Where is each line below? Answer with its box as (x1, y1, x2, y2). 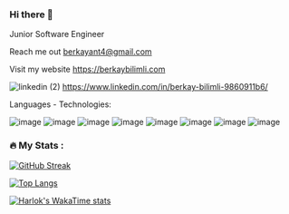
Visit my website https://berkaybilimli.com (9, 63, 166, 75)
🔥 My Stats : (9, 140, 64, 152)
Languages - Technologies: (9, 99, 111, 110)
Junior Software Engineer (9, 29, 105, 40)
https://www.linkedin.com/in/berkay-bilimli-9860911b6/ (62, 82, 269, 92)
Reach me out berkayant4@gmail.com (9, 46, 152, 57)
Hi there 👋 (9, 8, 54, 21)
